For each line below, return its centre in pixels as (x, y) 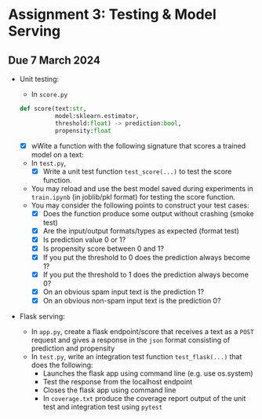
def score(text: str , (53, 108)
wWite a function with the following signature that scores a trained (138, 145)
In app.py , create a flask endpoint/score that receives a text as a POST (142, 332)
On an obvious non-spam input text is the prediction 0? (132, 301)
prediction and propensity (73, 348)
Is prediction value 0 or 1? (84, 239)
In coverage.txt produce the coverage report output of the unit (144, 399)
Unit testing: (39, 79)
